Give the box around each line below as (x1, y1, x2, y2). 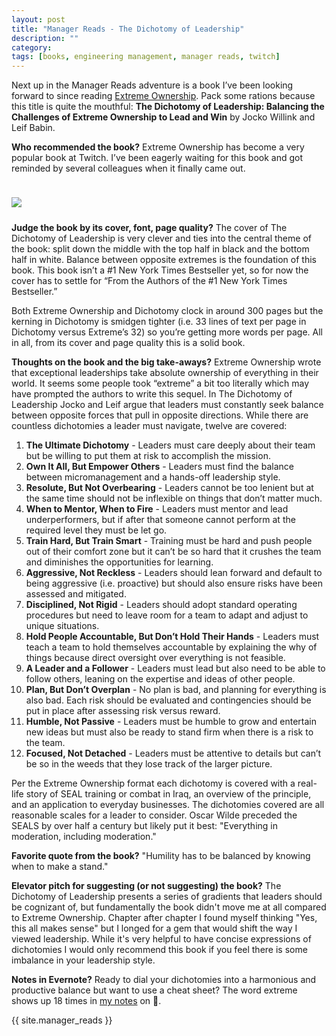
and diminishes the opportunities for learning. (25, 556, 214, 568)
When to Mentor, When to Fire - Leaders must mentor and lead (25, 503, 289, 515)
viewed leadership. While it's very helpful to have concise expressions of (11, 933, 312, 945)
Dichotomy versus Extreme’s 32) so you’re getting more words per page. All (11, 326, 323, 338)
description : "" (11, 33, 79, 43)
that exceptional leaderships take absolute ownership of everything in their (11, 367, 319, 379)
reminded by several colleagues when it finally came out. (11, 162, 246, 175)
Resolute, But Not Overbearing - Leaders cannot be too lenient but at (25, 482, 314, 494)
